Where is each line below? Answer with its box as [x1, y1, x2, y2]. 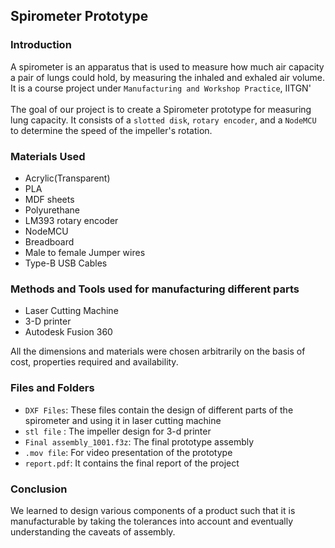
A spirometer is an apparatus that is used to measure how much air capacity [10, 60, 325, 73]
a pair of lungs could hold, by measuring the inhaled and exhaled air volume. [10, 71, 326, 83]
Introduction [10, 38, 72, 52]
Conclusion [10, 482, 68, 496]
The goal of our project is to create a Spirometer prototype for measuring [10, 103, 312, 115]
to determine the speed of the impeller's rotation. [10, 124, 213, 136]
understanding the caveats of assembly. [10, 525, 176, 538]
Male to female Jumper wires [24, 246, 146, 258]
